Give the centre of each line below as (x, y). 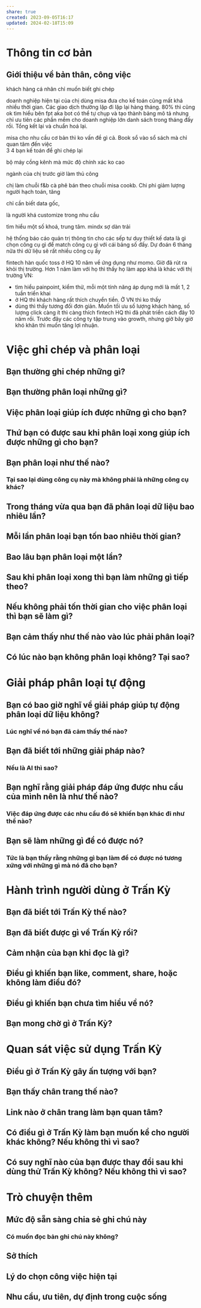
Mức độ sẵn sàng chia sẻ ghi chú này (76, 1219)
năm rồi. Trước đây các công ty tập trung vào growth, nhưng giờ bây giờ (104, 319)
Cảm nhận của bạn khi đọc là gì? (68, 952)
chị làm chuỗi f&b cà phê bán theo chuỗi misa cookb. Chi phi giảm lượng (96, 185)
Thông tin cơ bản (49, 52)
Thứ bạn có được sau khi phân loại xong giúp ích (98, 433)
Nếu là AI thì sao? (32, 767)
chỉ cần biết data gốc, (33, 203)
